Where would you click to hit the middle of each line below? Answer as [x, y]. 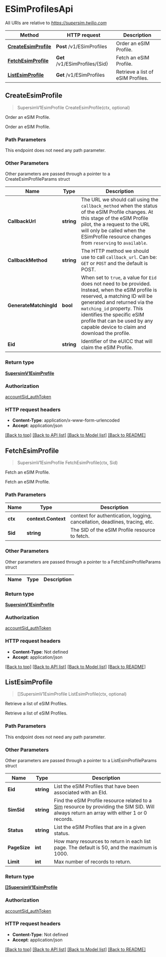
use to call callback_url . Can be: [119, 257]
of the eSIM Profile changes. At [117, 212]
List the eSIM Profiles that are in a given [100, 827]
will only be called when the [113, 231]
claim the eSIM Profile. [107, 347]
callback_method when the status [119, 206]
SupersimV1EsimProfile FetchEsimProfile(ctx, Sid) [67, 463]
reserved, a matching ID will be [117, 296]
